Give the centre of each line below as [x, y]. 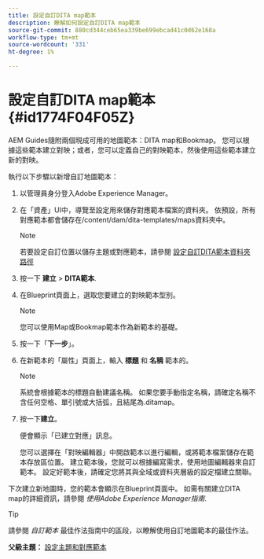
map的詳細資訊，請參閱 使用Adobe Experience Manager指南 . [107, 498]
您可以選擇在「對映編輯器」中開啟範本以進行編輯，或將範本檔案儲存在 [133, 452]
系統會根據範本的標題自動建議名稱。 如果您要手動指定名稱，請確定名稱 [134, 392]
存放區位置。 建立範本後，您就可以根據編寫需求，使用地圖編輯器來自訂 [141, 462]
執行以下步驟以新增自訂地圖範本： [63, 176]
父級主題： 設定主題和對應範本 [57, 546]
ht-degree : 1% [31, 52]
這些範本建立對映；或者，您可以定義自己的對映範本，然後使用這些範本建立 [135, 149]
